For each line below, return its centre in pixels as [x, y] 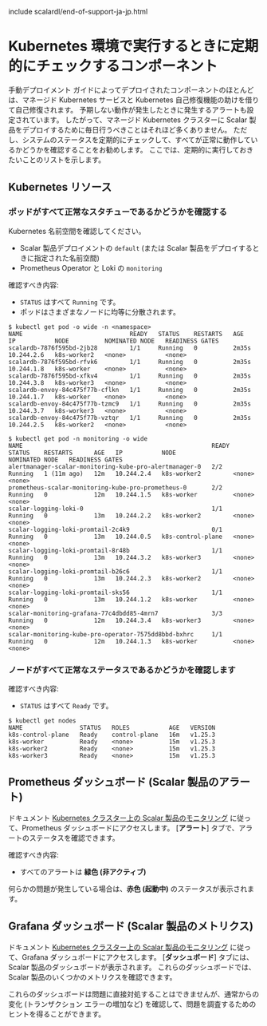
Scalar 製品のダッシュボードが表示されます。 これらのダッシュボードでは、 [132, 967]
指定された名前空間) [67, 258]
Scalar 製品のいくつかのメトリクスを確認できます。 [92, 976]
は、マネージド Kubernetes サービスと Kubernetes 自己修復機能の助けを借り [134, 100]
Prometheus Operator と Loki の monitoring [91, 267]
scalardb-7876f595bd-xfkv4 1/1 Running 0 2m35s [130, 376]
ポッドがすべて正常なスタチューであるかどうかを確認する [118, 212]
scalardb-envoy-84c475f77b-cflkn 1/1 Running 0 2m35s [130, 390]
